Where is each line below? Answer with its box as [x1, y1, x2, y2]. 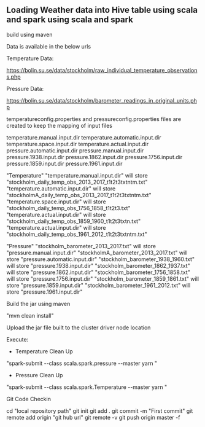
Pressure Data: [6, 85, 44, 92]
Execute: [6, 335, 29, 343]
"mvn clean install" [6, 311, 54, 319]
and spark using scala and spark [6, 15, 134, 25]
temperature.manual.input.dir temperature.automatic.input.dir [6, 133, 161, 141]
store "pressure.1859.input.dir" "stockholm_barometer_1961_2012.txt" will [6, 281, 191, 289]
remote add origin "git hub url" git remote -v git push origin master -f [6, 413, 180, 421]
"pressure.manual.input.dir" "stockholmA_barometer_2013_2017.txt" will [6, 249, 188, 256]
